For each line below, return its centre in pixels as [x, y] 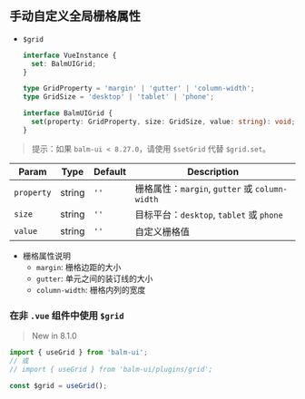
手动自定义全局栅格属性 [75, 16]
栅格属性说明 [46, 256]
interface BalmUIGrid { [68, 113]
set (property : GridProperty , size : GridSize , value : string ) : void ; [163, 122]
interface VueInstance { [69, 55]
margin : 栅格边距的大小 [79, 267]
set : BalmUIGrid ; [64, 63]
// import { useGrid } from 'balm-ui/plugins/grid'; [111, 369]
